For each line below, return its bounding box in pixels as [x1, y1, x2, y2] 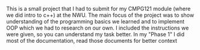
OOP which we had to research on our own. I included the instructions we [6, 24, 189, 31]
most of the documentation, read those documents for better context [6, 37, 178, 44]
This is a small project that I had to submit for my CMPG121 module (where [6, 5, 191, 12]
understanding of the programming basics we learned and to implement [6, 18, 185, 25]
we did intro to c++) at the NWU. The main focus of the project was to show [6, 11, 195, 19]
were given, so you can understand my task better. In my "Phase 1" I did [6, 31, 185, 38]
